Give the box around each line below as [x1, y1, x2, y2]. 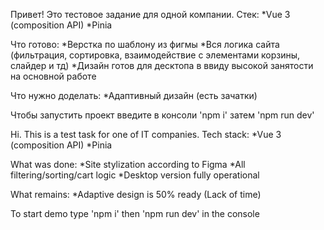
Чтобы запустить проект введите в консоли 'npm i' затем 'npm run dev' [10, 109, 315, 121]
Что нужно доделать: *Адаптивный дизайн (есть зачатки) [10, 90, 258, 101]
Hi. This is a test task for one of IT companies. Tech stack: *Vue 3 [10, 129, 282, 140]
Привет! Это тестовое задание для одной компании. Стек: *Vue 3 [10, 9, 291, 20]
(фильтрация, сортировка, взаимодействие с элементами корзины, [10, 49, 301, 61]
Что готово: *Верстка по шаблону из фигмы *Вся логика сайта [10, 39, 280, 50]
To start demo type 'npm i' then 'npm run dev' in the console [10, 208, 260, 219]
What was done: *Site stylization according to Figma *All [10, 159, 246, 170]
